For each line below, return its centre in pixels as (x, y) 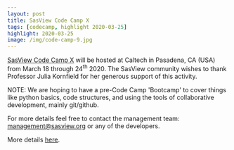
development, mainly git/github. (53, 105)
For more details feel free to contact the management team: (93, 118)
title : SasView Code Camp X (48, 20)
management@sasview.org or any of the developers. (84, 126)
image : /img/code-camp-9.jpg (50, 40)
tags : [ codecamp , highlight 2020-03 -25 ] (67, 27)
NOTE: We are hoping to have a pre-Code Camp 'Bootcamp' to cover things (117, 89)
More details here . (34, 139)
